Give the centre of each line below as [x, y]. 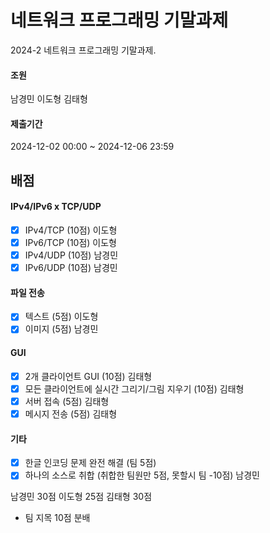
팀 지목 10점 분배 [57, 518]
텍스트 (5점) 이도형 [61, 317]
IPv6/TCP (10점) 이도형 [70, 242]
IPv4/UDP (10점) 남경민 [71, 255]
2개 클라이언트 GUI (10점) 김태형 [88, 376]
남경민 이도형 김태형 [49, 99]
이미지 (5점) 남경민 [61, 329]
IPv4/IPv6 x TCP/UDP [56, 207]
